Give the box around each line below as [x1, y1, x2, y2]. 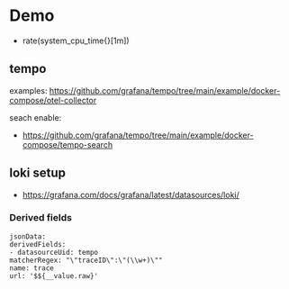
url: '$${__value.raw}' [9, 271, 99, 280]
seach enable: [9, 112, 62, 122]
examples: [9, 85, 48, 95]
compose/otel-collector [9, 95, 97, 105]
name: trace [9, 263, 54, 273]
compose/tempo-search [22, 139, 113, 149]
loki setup [9, 166, 66, 181]
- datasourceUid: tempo [9, 248, 99, 257]
